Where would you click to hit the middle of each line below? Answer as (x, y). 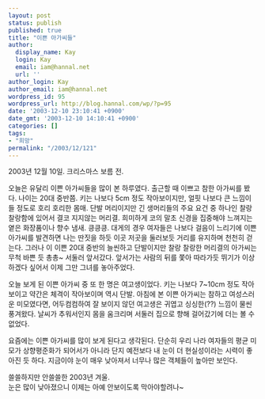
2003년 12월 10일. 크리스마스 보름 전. (66, 172)
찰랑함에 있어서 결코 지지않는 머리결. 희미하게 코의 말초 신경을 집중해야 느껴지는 (131, 218)
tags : (17, 133)
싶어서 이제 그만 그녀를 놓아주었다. (82, 268)
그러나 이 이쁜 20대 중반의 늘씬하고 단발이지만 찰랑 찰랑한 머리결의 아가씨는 (141, 248)
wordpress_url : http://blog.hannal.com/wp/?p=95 (90, 104)
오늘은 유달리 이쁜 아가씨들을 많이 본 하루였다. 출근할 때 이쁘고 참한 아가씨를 (125, 188)
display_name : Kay (46, 52)
